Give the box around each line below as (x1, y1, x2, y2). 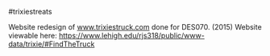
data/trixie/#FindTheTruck (8, 39, 95, 49)
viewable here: (8, 31, 58, 40)
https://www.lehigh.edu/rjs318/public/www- (59, 31, 206, 40)
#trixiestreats (8, 7, 52, 16)
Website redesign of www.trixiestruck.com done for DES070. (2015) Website (8, 22, 262, 31)
